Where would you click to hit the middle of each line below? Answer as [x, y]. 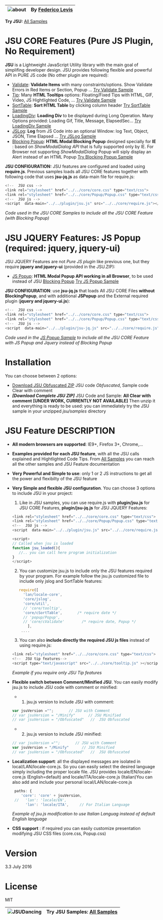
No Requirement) [40, 51]
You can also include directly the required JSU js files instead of [84, 640]
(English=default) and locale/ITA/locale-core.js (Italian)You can [90, 777]
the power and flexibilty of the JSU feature [55, 478]
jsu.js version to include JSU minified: [64, 734]
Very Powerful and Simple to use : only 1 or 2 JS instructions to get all [82, 473]
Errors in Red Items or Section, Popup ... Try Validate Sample [73, 90]
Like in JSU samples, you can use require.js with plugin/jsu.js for [84, 503]
